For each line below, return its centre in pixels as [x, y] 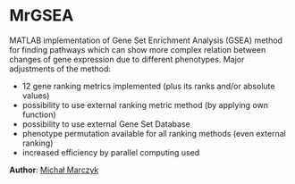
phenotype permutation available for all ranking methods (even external [154, 133]
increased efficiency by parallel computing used [111, 152]
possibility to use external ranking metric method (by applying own [145, 105]
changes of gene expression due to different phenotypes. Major [127, 59]
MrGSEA [42, 16]
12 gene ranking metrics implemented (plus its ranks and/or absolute [148, 86]
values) [36, 96]
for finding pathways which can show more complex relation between [138, 49]
